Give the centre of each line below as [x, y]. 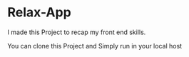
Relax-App [39, 12]
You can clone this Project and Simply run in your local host [95, 46]
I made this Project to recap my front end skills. [77, 32]
